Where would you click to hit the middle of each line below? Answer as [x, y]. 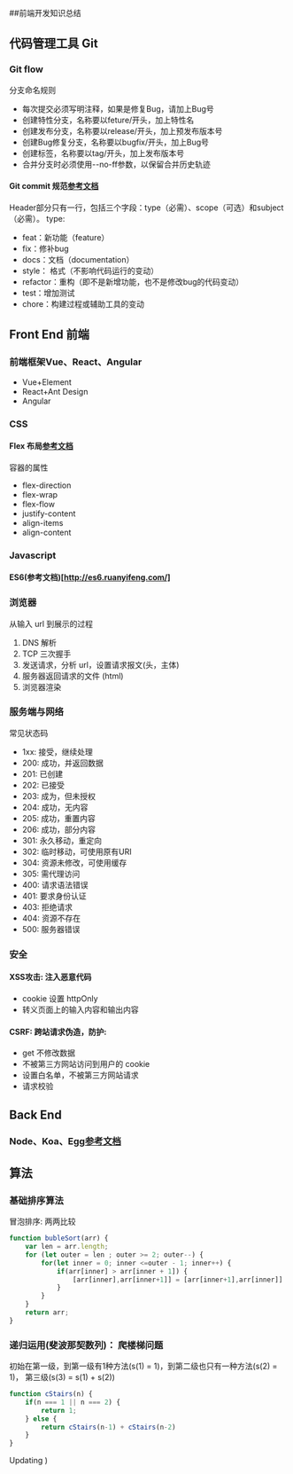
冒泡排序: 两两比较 [42, 1221]
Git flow [27, 69]
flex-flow [39, 504]
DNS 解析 [39, 642]
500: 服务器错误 [51, 929]
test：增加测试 [48, 293]
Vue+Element [47, 382]
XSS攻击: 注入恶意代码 [50, 977]
